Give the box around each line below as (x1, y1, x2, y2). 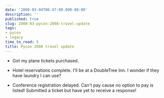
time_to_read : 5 (5, 40, 39, 45)
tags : (5, 26, 16, 31)
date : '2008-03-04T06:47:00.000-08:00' (5, 7, 88, 12)
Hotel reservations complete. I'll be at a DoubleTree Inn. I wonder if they (12, 67, 160, 73)
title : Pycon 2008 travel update (5, 44, 75, 49)
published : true (5, 16, 39, 21)
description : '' (5, 12, 39, 17)
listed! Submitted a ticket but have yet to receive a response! (12, 87, 137, 93)
